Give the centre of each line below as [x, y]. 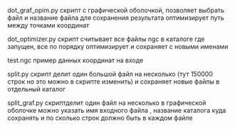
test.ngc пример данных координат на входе [75, 60]
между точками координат [48, 25]
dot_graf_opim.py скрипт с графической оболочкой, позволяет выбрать [116, 10]
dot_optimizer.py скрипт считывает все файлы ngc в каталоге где [106, 39]
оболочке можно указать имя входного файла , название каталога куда [117, 110]
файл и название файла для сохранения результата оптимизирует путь [116, 18]
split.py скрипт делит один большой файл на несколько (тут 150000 [110, 74]
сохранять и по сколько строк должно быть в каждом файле [100, 118]
